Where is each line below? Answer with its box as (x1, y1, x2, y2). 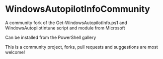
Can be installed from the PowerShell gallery (5, 34, 96, 40)
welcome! (5, 49, 25, 55)
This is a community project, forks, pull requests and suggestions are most (5, 44, 158, 50)
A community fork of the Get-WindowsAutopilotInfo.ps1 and (5, 20, 128, 26)
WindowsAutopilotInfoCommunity (5, 3, 150, 15)
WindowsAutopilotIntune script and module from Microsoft (5, 25, 125, 30)
